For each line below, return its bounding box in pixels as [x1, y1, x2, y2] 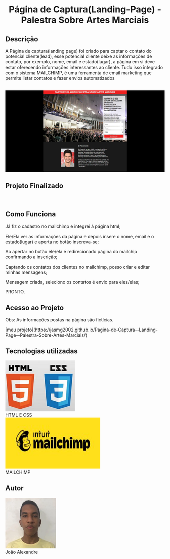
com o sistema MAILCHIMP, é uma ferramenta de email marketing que [5, 70, 152, 76]
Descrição [5, 35, 38, 43]
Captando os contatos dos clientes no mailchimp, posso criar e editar [5, 264, 150, 270]
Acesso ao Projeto [5, 303, 64, 312]
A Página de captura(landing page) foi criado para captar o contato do [5, 48, 152, 54]
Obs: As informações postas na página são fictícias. [5, 317, 114, 323]
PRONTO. [5, 288, 25, 295]
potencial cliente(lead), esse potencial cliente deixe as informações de [5, 53, 152, 59]
